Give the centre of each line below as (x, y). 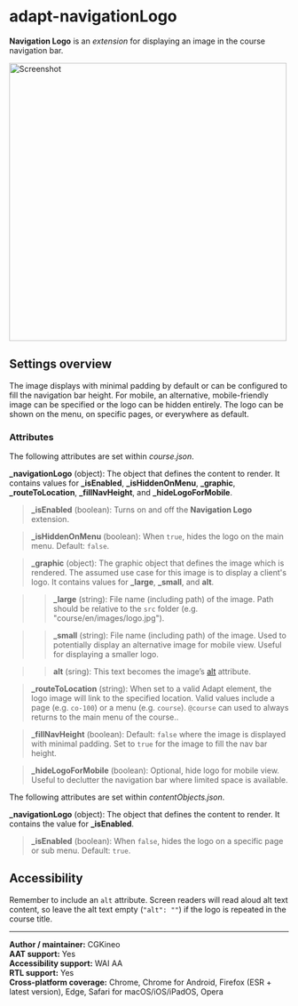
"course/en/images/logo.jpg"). (109, 618)
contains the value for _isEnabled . (72, 824)
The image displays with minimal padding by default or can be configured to (149, 385)
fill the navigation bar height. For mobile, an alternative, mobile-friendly (139, 395)
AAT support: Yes (43, 954)
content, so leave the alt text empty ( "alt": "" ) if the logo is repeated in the (148, 909)
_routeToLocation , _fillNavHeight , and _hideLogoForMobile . (121, 493)
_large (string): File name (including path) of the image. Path (163, 600)
